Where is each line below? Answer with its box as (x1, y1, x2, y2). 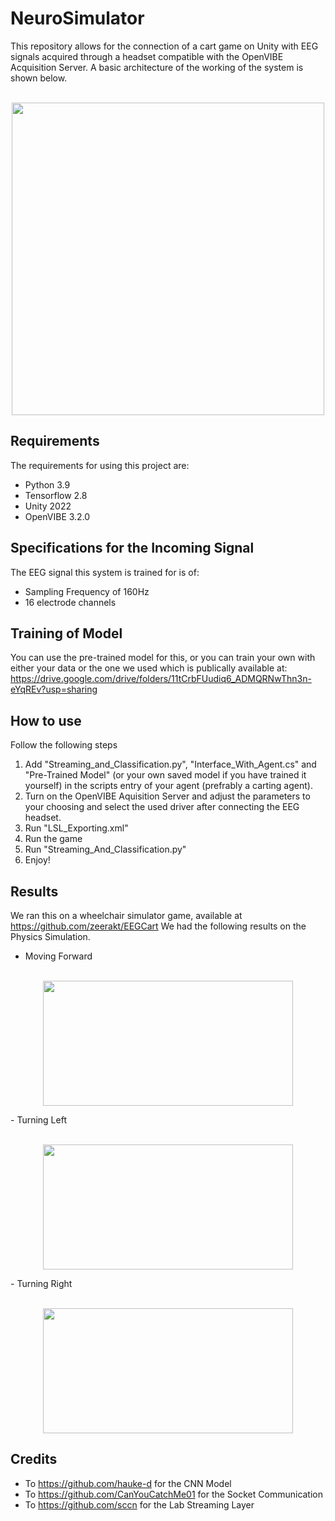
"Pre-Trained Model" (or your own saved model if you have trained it (24, 769, 307, 781)
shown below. (10, 72, 68, 84)
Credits (10, 1451, 58, 1468)
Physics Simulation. (10, 931, 91, 942)
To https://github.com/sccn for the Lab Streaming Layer (24, 1498, 255, 1511)
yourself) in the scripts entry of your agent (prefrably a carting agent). (24, 780, 313, 792)
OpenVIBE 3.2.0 (24, 510, 91, 522)
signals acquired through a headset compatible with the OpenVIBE (10, 50, 284, 62)
